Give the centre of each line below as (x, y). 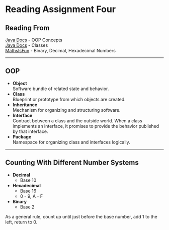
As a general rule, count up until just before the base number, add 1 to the (81, 216)
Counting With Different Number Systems (72, 163)
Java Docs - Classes (27, 45)
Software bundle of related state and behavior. (61, 89)
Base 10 (28, 180)
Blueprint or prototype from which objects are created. (69, 99)
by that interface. (30, 131)
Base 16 (28, 191)
